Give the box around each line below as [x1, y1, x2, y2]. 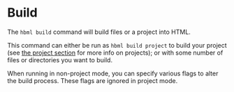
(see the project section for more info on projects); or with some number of [7, 48, 224, 57]
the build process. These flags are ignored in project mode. [7, 76, 178, 84]
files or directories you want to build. [7, 55, 113, 64]
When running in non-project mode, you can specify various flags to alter [7, 69, 219, 77]
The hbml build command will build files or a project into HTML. [7, 28, 191, 36]
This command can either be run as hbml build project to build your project [7, 41, 227, 49]
